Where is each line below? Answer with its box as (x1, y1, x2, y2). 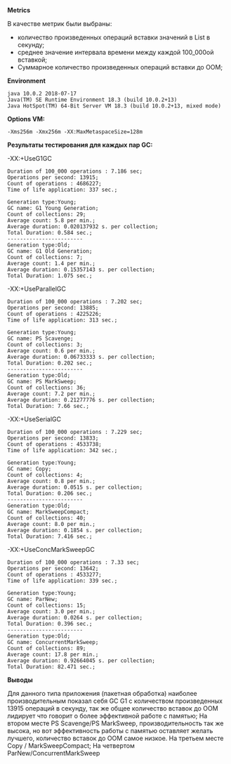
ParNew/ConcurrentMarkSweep (7, 749, 100, 757)
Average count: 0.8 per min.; (7, 477, 96, 485)
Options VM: (7, 115, 46, 123)
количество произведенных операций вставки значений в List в (17, 33, 211, 41)
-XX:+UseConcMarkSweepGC (7, 546, 95, 553)
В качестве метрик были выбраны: (7, 20, 112, 27)
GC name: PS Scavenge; (7, 335, 74, 342)
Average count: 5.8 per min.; (7, 217, 96, 224)
